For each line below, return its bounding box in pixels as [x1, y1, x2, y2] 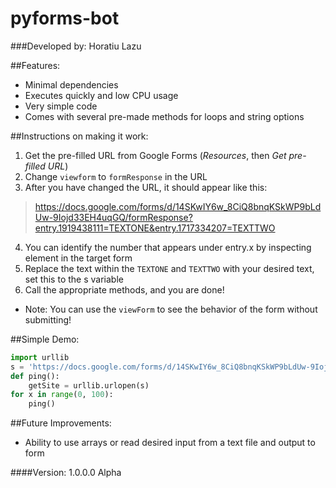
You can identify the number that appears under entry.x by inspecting [24, 241, 312, 253]
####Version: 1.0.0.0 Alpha [10, 467, 122, 479]
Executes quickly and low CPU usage [24, 89, 179, 101]
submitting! [24, 313, 72, 326]
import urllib [10, 352, 70, 362]
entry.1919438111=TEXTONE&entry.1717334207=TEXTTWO [34, 222, 276, 234]
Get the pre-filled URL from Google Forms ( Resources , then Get [24, 149, 287, 161]
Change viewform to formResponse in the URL [24, 170, 208, 182]
